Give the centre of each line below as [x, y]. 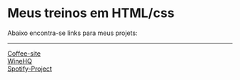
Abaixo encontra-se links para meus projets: [72, 33]
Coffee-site [24, 53]
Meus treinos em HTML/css [91, 13]
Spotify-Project [30, 69]
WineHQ [20, 61]
